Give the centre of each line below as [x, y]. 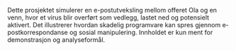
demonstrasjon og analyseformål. [56, 40]
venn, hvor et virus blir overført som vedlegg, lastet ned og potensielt [108, 17]
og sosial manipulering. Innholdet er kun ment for [141, 32]
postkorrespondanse [38, 32]
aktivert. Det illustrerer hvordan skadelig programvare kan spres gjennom [114, 25]
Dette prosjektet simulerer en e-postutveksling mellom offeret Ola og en [112, 10]
